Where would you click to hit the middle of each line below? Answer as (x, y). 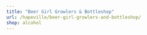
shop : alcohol (24, 23)
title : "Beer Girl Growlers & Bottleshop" (60, 12)
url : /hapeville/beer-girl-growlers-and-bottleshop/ (74, 17)
